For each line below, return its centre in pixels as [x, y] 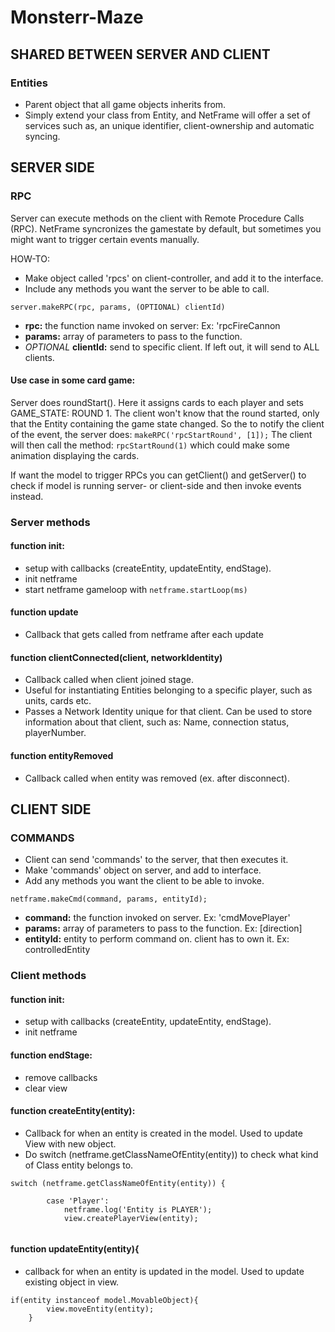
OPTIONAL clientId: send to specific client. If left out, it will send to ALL [172, 347]
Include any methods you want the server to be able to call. [147, 288]
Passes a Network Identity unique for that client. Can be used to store [168, 712]
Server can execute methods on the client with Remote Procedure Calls [157, 218]
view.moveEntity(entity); [100, 1309]
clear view [46, 1088]
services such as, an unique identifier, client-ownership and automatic [169, 125]
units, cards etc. [58, 701]
